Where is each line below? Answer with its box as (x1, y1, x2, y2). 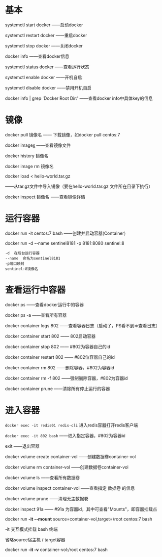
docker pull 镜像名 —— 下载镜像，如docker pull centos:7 (5, 131, 121, 137)
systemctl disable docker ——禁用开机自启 (5, 85, 92, 90)
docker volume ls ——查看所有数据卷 (5, 474, 80, 480)
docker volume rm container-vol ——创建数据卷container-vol (5, 464, 129, 470)
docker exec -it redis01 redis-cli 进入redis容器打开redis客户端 (5, 422, 138, 428)
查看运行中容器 (5, 285, 66, 296)
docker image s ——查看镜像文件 (5, 142, 71, 148)
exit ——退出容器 (5, 443, 40, 449)
